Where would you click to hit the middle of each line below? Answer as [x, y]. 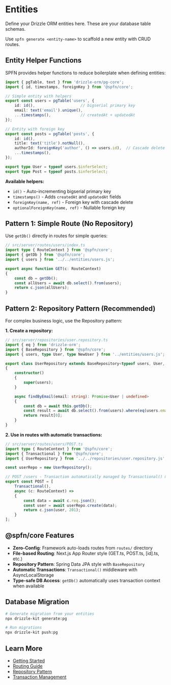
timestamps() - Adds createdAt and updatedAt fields [67, 197]
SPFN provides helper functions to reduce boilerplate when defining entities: [85, 73]
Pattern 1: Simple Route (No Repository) [69, 224]
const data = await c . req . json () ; [60, 500]
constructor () [29, 373]
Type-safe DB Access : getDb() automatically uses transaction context [86, 580]
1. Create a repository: [29, 330]
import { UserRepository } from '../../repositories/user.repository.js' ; [86, 459]
